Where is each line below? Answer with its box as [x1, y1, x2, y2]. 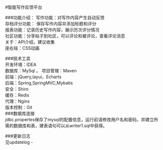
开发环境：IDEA [5, 62, 37, 67]
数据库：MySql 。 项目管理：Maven [5, 68, 77, 73]
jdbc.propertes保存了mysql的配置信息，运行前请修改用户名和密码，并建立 [5, 117, 154, 122]
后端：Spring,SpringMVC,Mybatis [5, 80, 73, 86]
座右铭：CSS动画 [5, 45, 40, 51]
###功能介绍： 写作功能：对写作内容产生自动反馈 [5, 15, 105, 21]
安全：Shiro [5, 86, 29, 92]
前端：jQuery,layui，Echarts [5, 74, 62, 80]
